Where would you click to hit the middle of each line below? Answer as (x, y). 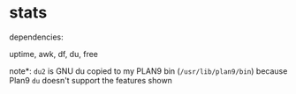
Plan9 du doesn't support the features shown (91, 80)
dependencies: (36, 37)
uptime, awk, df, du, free (54, 54)
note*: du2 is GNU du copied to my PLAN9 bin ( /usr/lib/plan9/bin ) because (148, 71)
